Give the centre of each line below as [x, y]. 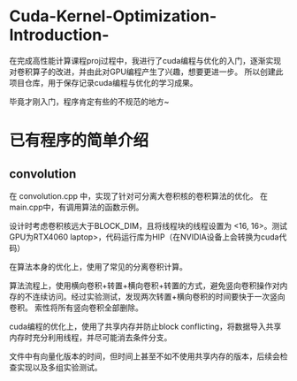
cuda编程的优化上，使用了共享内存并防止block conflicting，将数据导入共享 [145, 326]
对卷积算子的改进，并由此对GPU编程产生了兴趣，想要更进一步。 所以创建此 [146, 72]
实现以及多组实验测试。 [59, 367]
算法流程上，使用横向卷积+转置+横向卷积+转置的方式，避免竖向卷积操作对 [145, 286]
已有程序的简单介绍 [79, 141]
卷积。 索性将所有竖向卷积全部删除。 [76, 308]
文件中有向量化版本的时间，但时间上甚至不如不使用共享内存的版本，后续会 [145, 356]
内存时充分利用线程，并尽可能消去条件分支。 [91, 337]
